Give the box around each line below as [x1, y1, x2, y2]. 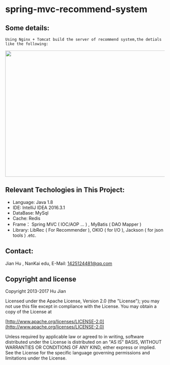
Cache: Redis [12, 215, 40, 221]
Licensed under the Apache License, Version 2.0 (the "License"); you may [5, 298, 160, 304]
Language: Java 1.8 [12, 199, 53, 205]
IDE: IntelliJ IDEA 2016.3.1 [12, 204, 65, 211]
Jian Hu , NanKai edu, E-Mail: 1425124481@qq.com [5, 260, 112, 266]
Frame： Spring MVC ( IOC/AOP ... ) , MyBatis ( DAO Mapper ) [12, 221, 142, 227]
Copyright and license [5, 275, 77, 284]
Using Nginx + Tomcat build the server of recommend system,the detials [5, 37, 162, 42]
